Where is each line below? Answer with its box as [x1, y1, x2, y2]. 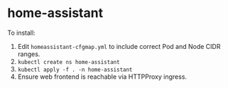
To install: [7, 28, 36, 37]
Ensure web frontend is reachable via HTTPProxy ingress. [17, 72, 187, 81]
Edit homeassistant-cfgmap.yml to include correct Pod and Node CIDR [17, 42, 221, 50]
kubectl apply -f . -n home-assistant [17, 66, 133, 73]
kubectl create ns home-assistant [17, 58, 120, 65]
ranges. [17, 50, 40, 58]
